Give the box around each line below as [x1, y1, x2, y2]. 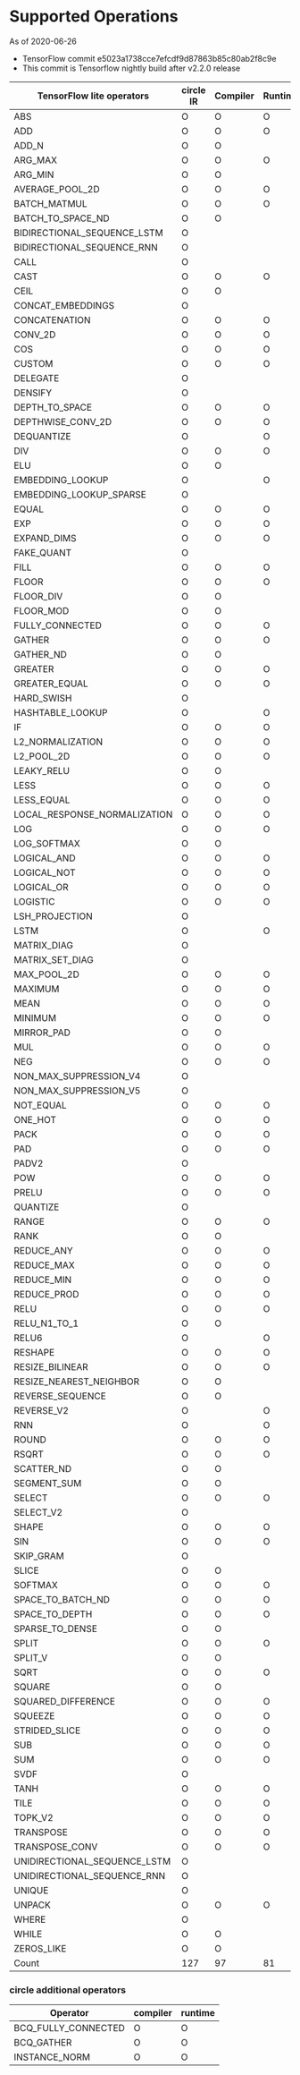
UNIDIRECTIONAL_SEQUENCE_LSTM [13, 1855, 171, 1867]
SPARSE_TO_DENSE [13, 1622, 98, 1635]
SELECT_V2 [13, 1506, 63, 1518]
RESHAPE [13, 1346, 55, 1358]
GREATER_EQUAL [13, 677, 89, 690]
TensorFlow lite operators [37, 89, 150, 102]
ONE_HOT [13, 1113, 56, 1126]
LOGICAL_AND [13, 852, 76, 864]
